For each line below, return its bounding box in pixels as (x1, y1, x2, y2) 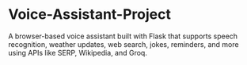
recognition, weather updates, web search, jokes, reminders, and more (8, 39, 239, 49)
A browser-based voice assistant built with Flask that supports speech (8, 31, 238, 41)
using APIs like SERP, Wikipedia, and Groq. (8, 48, 148, 57)
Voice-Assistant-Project (8, 5, 172, 23)
